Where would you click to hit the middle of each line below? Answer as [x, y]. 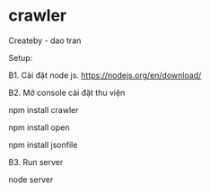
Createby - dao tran [45, 40]
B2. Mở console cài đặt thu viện [67, 92]
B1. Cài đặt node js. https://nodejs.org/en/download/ [105, 75]
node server [31, 179]
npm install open [39, 127]
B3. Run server [36, 161]
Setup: [21, 57]
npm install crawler [44, 109]
